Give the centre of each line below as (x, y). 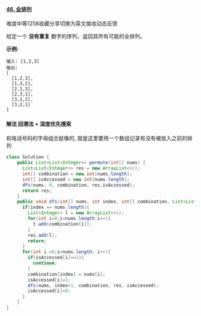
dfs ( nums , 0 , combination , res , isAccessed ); (78, 185)
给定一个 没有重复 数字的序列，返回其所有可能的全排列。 (76, 37)
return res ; (37, 191)
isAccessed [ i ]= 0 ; (49, 291)
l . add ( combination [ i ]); (63, 224)
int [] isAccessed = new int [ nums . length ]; (76, 179)
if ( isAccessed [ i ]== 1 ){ (56, 258)
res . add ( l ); (43, 235)
